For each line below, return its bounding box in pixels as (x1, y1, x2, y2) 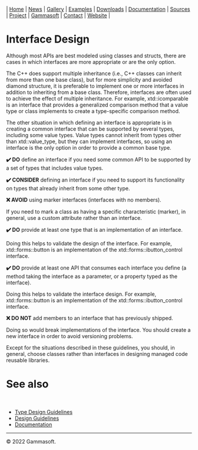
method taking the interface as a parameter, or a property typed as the (6, 273, 178, 280)
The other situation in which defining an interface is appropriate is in (6, 119, 172, 126)
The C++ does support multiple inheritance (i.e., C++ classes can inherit (6, 70, 182, 77)
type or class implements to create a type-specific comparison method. (6, 107, 180, 115)
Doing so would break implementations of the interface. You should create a (6, 326, 191, 334)
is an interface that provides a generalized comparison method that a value (6, 101, 189, 108)
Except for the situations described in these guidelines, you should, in (6, 344, 175, 351)
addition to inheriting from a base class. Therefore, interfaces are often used (6, 89, 192, 96)
